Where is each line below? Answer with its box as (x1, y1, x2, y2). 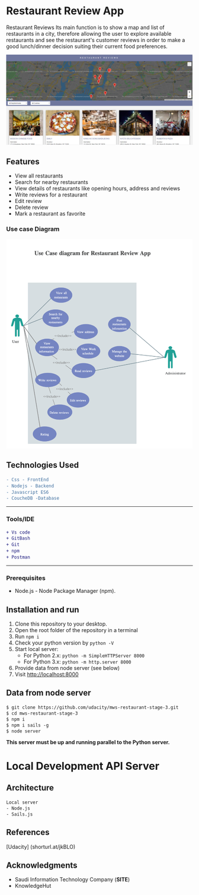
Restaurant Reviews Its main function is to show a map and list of (6, 24, 165, 31)
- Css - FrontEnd (6, 477, 49, 483)
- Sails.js (6, 811, 33, 817)
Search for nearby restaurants (14, 179, 89, 186)
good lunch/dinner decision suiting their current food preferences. (6, 43, 168, 50)
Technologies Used (6, 460, 79, 470)
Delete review (14, 204, 49, 211)
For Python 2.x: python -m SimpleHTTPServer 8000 (23, 652, 145, 659)
